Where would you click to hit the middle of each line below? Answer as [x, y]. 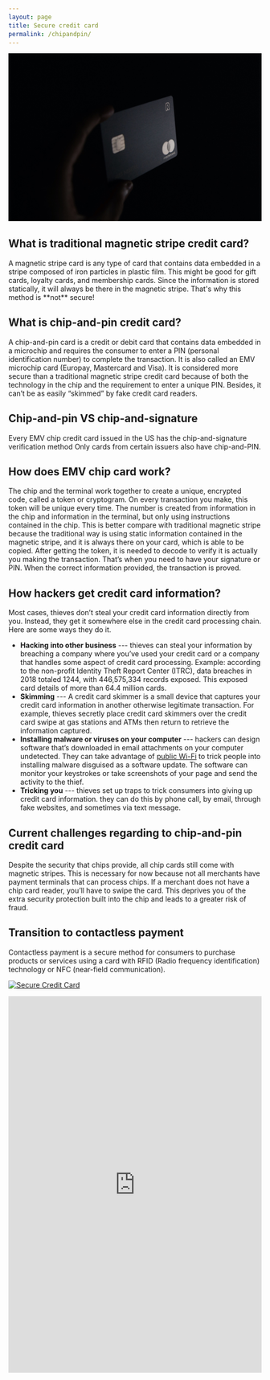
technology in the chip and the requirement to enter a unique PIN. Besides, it [135, 384]
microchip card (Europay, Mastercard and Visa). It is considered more [123, 368]
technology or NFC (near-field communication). [87, 969]
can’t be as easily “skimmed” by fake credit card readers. [103, 393]
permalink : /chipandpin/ [50, 34]
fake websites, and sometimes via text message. [100, 807]
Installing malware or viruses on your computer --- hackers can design [140, 739]
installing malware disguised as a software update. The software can [133, 765]
